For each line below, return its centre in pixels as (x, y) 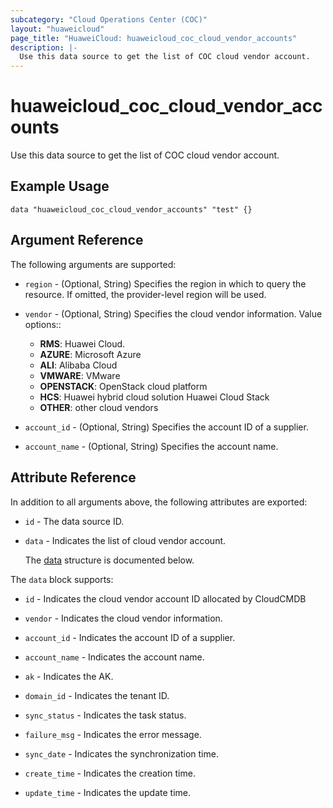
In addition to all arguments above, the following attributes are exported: (159, 502)
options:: (43, 324)
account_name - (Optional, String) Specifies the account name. (151, 446)
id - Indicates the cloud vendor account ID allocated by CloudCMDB (165, 598)
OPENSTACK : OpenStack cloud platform (123, 386)
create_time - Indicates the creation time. (110, 773)
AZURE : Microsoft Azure (90, 354)
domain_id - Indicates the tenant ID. (97, 695)
